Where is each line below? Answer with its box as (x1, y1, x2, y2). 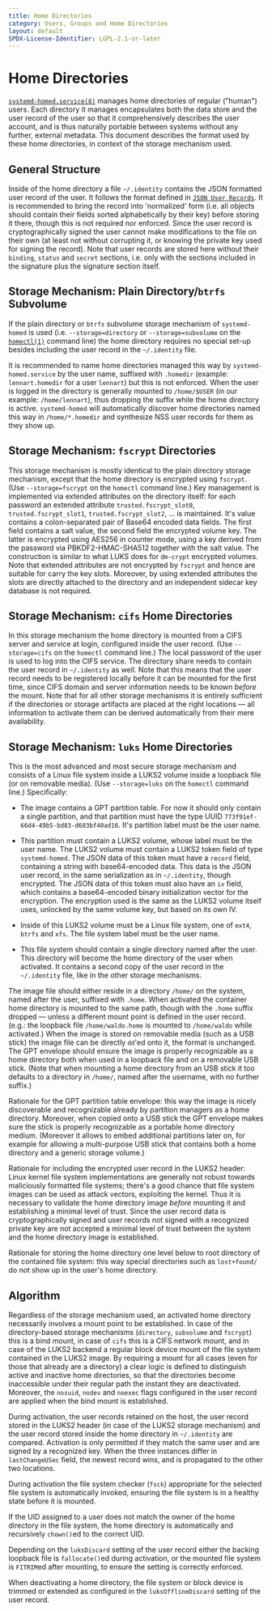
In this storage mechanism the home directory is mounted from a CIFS (8, 630, 243, 640)
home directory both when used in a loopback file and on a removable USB (8, 1055, 259, 1065)
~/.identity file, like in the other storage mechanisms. (19, 970, 202, 980)
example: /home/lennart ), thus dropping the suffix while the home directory (8, 394, 260, 405)
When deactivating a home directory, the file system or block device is (8, 1578, 244, 1588)
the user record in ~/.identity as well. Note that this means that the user (8, 665, 253, 675)
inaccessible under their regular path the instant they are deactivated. (8, 1379, 241, 1388)
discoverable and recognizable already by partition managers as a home (8, 1105, 249, 1115)
